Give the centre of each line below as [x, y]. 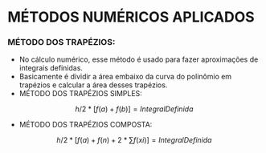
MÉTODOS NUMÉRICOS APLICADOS [131, 17]
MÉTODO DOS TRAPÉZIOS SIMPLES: [80, 94]
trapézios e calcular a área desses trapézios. [93, 85]
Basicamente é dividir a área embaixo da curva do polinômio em [125, 77]
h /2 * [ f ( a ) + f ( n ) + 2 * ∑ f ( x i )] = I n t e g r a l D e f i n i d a [134, 140]
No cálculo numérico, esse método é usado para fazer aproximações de [139, 59]
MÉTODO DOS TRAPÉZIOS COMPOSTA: [86, 125]
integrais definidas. [51, 68]
